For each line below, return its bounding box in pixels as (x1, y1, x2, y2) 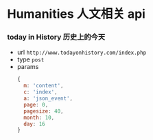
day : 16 (23, 120, 46, 127)
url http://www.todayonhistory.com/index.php (16, 48, 147, 57)
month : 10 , (23, 114, 55, 121)
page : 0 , (23, 101, 49, 108)
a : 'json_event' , (23, 95, 73, 102)
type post (16, 55, 45, 64)
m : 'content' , (23, 83, 64, 89)
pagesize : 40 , (23, 107, 64, 115)
